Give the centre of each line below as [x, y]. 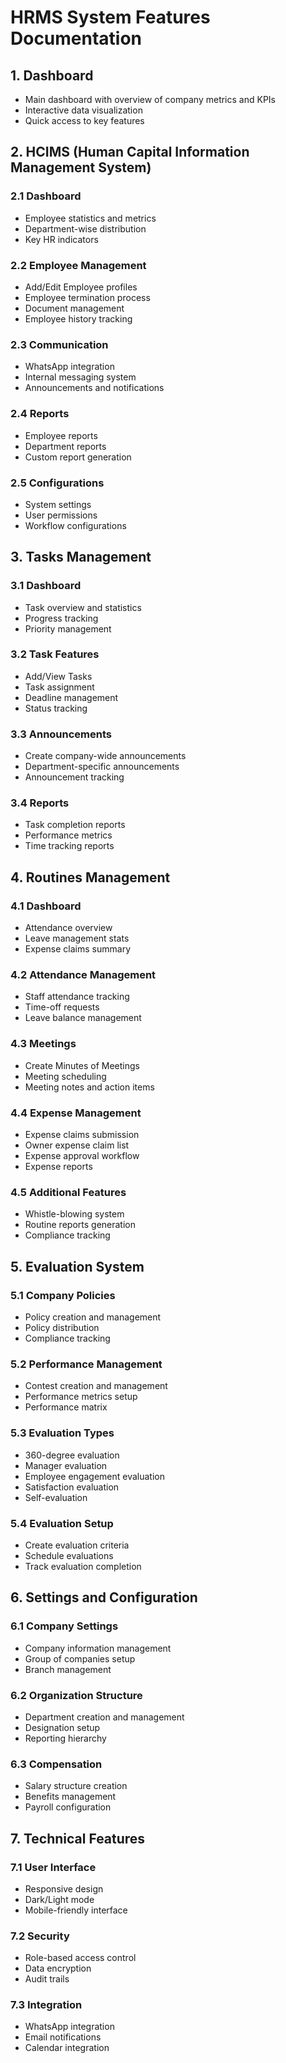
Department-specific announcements [102, 767]
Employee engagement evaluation [94, 1476]
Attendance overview [68, 928]
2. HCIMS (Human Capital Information [130, 152]
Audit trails [47, 1979]
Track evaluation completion [83, 1566]
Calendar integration [67, 2048]
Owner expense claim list [77, 1145]
